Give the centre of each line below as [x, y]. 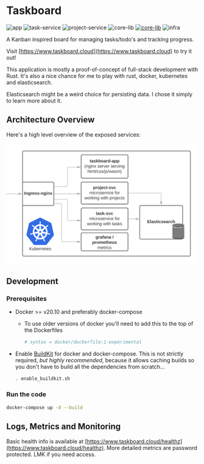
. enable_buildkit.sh [42, 379]
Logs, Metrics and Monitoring [64, 427]
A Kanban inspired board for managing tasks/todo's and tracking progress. [100, 39]
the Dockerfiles [43, 330]
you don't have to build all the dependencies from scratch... [90, 366]
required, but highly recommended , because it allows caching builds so [105, 360]
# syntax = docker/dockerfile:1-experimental [83, 342]
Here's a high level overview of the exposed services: [74, 134]
